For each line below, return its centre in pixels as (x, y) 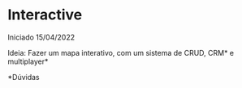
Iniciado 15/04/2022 (41, 37)
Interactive (45, 15)
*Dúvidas (24, 77)
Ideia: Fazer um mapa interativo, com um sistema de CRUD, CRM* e (121, 52)
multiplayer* (28, 61)
